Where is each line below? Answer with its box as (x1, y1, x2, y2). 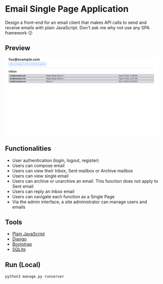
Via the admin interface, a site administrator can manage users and (12, 199, 147, 205)
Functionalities (5, 145, 51, 153)
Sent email (12, 183, 34, 189)
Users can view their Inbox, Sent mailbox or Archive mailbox (12, 168, 133, 173)
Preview (5, 44, 31, 52)
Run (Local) (5, 261, 41, 269)
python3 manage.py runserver (5, 274, 64, 279)
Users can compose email (12, 162, 65, 169)
